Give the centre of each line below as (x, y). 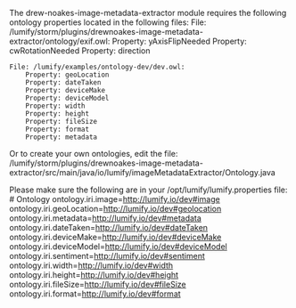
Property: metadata (62, 137)
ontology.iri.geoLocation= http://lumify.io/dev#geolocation (115, 209)
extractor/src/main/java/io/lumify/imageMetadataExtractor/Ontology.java (143, 172)
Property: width (56, 106)
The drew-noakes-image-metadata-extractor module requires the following (148, 13)
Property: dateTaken (63, 83)
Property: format (58, 129)
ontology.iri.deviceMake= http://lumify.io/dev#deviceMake (115, 237)
